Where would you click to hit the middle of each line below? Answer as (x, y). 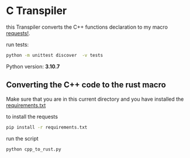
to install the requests (32, 116)
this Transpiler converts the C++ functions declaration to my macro (87, 27)
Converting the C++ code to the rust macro (86, 85)
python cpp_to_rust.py (34, 149)
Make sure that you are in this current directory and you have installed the (95, 99)
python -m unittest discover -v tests (55, 55)
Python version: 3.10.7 (33, 66)
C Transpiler (37, 11)
